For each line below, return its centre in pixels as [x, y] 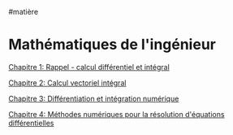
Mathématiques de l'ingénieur [112, 45]
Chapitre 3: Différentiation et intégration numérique [94, 98]
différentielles [31, 123]
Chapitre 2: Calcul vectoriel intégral [67, 83]
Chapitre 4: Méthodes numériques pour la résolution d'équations [116, 114]
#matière [24, 12]
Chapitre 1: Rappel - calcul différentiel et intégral [89, 67]
